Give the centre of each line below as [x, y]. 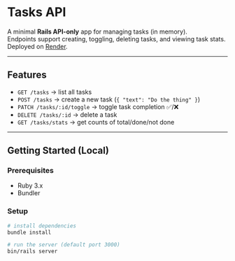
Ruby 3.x [30, 185]
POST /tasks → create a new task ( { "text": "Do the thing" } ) [109, 99]
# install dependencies [42, 226]
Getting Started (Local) [58, 151]
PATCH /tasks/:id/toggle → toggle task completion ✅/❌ [98, 106]
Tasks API [37, 12]
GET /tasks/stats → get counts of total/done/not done [96, 122]
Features [27, 75]
